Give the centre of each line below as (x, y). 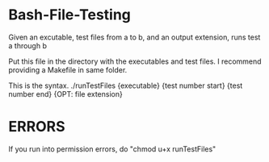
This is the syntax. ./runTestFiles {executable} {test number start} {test (126, 85)
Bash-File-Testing (70, 15)
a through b (27, 45)
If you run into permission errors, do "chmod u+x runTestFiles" (112, 149)
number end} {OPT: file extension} (65, 93)
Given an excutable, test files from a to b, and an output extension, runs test (134, 37)
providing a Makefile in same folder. (68, 69)
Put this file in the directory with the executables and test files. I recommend (135, 61)
